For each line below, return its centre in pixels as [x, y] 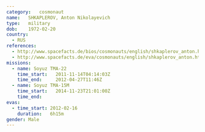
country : [17, 35]
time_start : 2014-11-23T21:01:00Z [64, 91]
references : [21, 46]
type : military [28, 23]
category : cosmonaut [35, 12]
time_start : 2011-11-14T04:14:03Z [64, 74]
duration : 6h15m [41, 114]
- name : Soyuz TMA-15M [41, 86]
